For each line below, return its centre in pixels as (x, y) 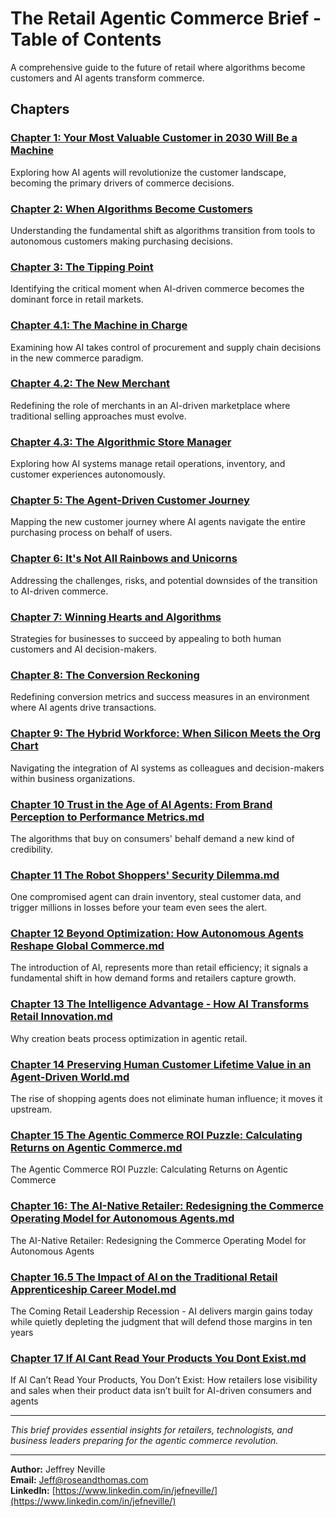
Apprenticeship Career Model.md (93, 1289)
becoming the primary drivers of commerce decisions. (122, 183)
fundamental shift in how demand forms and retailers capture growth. (153, 978)
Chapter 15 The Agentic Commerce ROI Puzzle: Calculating (156, 1135)
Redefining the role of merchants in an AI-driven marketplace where (150, 405)
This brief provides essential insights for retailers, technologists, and (151, 1430)
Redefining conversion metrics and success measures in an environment (160, 697)
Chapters (40, 109)
